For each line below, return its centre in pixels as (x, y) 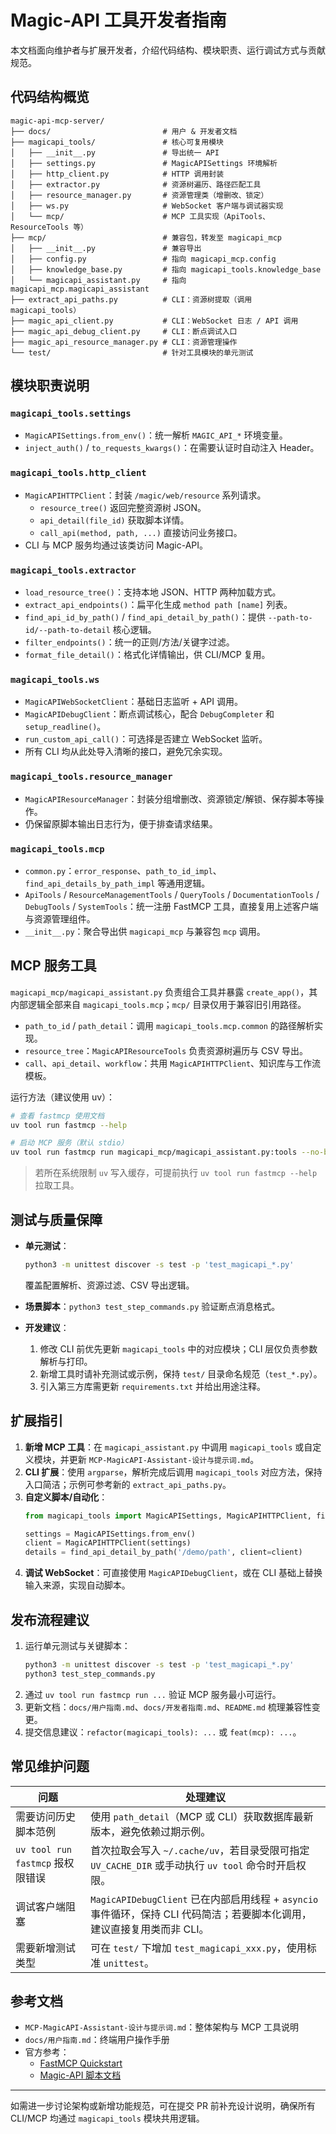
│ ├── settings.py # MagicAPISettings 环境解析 (144, 163)
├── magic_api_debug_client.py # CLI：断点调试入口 (124, 331)
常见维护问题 (50, 1766)
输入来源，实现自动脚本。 (77, 1585)
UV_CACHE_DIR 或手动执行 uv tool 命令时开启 (193, 1865)
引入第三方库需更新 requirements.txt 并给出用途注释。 (153, 1386)
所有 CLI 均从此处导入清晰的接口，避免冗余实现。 (126, 752)
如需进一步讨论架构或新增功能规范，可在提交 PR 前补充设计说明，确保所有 (163, 2106)
